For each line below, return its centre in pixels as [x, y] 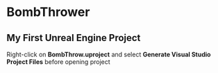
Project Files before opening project [58, 62]
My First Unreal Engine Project [74, 38]
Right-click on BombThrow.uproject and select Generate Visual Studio [109, 54]
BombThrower [48, 12]
